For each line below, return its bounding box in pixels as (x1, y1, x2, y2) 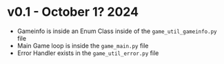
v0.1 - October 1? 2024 (7, 4, 139, 20)
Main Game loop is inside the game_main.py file (17, 41, 150, 50)
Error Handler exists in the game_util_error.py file (17, 49, 159, 57)
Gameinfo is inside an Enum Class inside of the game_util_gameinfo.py (17, 27, 217, 35)
